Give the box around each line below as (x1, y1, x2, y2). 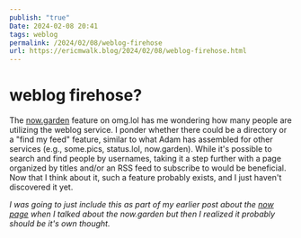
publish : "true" (9, 13, 70, 22)
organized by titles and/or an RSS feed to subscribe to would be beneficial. (9, 163, 287, 173)
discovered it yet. (9, 181, 74, 193)
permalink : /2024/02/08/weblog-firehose (9, 38, 164, 48)
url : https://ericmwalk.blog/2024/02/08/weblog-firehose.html (9, 47, 247, 56)
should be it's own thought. (9, 218, 111, 229)
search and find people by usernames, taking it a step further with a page (9, 154, 281, 164)
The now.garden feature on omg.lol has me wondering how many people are (9, 115, 292, 126)
